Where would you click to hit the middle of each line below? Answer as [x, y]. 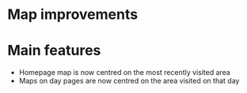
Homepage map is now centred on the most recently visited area [124, 73]
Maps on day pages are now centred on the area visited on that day [129, 81]
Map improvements [73, 15]
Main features [54, 51]
